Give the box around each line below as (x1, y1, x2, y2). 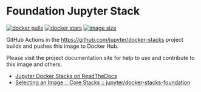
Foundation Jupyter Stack (6, 4, 140, 18)
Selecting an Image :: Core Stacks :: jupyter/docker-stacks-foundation (15, 79, 191, 86)
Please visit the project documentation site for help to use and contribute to (6, 54, 196, 61)
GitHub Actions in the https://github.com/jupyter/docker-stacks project (6, 36, 183, 43)
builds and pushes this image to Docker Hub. (6, 42, 119, 50)
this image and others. (6, 61, 63, 68)
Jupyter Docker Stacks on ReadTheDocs (15, 72, 117, 79)
